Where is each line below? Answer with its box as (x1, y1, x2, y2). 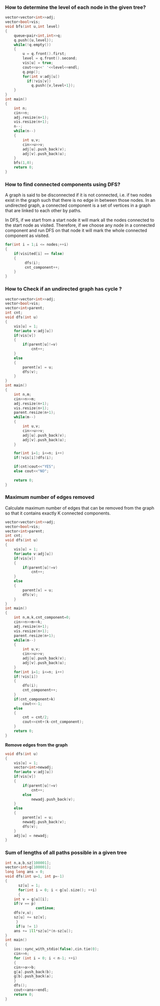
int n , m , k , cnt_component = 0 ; (14, 615, 71, 620)
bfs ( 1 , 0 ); (14, 160, 34, 165)
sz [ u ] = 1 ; (18, 883, 40, 888)
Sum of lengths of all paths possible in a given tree (5, 849, 127, 856)
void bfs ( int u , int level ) (5, 24, 60, 29)
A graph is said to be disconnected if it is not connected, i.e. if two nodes (5, 192, 152, 198)
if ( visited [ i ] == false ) (14, 251, 64, 256)
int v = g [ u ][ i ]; (14, 897, 49, 901)
